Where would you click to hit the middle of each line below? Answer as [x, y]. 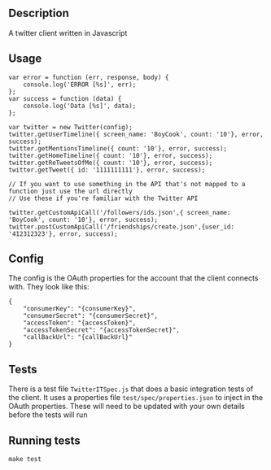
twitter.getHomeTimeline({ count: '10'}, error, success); [111, 155]
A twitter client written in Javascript [68, 33]
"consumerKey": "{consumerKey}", [80, 309]
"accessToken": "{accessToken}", [80, 323]
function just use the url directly [70, 191]
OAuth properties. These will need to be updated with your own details [127, 407]
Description [39, 13]
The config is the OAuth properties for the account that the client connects [133, 278]
